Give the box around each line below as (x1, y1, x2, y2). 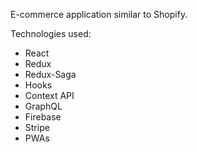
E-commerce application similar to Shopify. (10, 9, 188, 20)
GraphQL (24, 100, 63, 112)
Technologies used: (10, 28, 92, 39)
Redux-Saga (24, 69, 77, 80)
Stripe (24, 122, 50, 133)
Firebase (24, 111, 62, 123)
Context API (24, 90, 75, 101)
